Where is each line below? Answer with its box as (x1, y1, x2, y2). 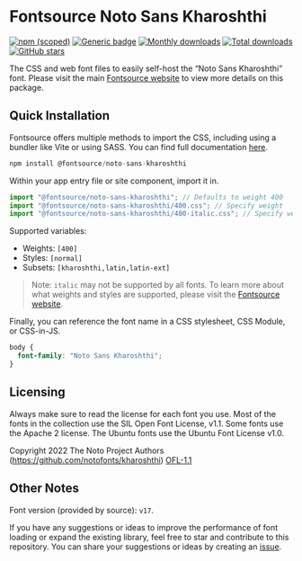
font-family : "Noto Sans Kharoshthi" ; (17, 352, 164, 361)
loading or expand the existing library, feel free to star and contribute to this (9, 531, 289, 542)
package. (9, 82, 44, 93)
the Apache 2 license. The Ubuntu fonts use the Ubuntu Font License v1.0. (9, 427, 285, 438)
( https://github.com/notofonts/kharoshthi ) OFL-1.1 (9, 454, 192, 465)
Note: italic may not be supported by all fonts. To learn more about (31, 280, 285, 290)
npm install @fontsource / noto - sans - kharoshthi (9, 159, 187, 168)
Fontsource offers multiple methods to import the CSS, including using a (9, 132, 277, 143)
